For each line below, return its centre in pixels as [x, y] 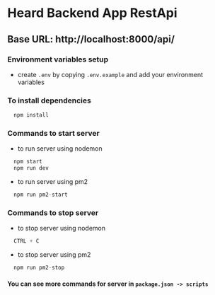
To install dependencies [50, 100]
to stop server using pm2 [54, 255]
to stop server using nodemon [62, 229]
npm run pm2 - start [41, 195]
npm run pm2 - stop [39, 268]
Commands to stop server [53, 212]
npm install [31, 115]
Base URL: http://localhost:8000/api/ [91, 39]
